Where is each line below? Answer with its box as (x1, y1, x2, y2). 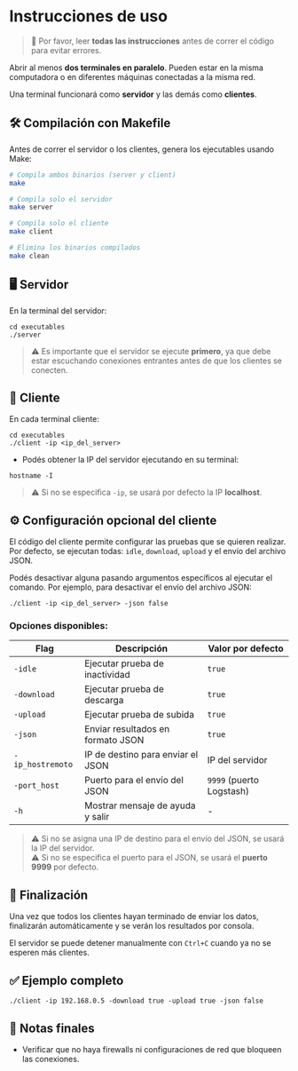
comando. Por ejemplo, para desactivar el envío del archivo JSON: (9, 582, 253, 592)
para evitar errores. (30, 44, 102, 55)
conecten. (30, 364, 68, 375)
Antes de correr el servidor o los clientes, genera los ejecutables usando (9, 144, 275, 155)
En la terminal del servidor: (9, 305, 107, 316)
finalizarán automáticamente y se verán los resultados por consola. (9, 921, 255, 932)
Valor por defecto (208, 642, 284, 654)
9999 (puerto (207, 774, 259, 787)
